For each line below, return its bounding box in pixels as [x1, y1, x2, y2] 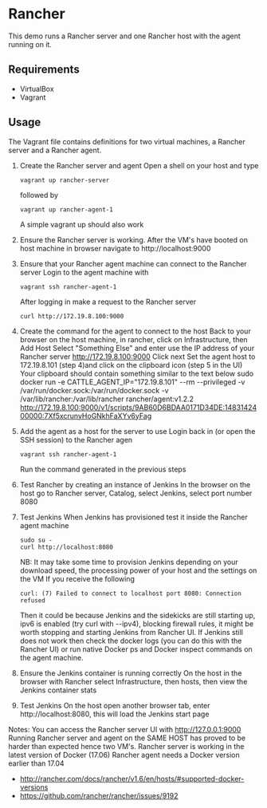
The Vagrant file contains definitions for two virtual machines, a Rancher [8, 136, 245, 146]
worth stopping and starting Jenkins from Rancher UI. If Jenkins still [19, 627, 243, 637]
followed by [19, 190, 58, 199]
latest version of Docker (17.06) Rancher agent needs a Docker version [8, 750, 241, 759]
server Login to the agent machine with [19, 267, 149, 277]
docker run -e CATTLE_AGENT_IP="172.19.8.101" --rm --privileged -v [19, 376, 245, 387]
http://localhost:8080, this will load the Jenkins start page [19, 709, 210, 719]
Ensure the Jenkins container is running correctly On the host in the [19, 668, 242, 678]
